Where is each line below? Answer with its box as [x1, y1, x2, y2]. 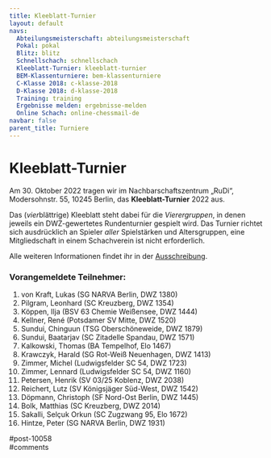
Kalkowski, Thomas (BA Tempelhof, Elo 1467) [20, 340, 172, 351]
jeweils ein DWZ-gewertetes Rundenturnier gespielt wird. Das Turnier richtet [9, 219, 263, 228]
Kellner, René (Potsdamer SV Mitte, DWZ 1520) [20, 315, 177, 325]
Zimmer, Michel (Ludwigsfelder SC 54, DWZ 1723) [20, 358, 188, 368]
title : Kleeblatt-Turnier [9, 11, 96, 20]
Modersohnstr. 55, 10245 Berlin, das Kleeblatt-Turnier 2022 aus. [9, 194, 225, 204]
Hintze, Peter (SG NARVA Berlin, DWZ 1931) [20, 418, 165, 427]
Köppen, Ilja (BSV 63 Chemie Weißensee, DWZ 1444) [20, 306, 198, 316]
